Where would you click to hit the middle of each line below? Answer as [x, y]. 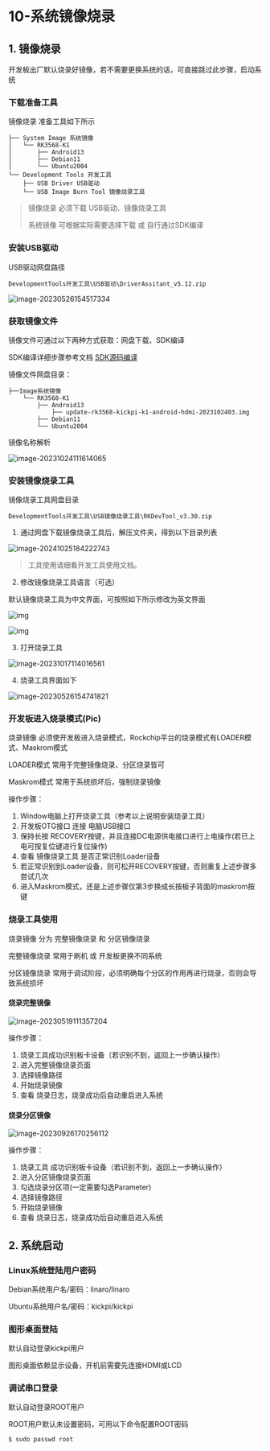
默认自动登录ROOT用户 [47, 1407]
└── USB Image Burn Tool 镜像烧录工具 [84, 192]
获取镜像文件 [33, 321]
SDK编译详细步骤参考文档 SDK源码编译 [73, 357]
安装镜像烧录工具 [41, 480]
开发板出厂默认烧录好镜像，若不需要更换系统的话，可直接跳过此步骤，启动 [131, 70]
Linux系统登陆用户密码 [52, 1270]
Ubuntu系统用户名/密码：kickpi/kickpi [71, 1306]
